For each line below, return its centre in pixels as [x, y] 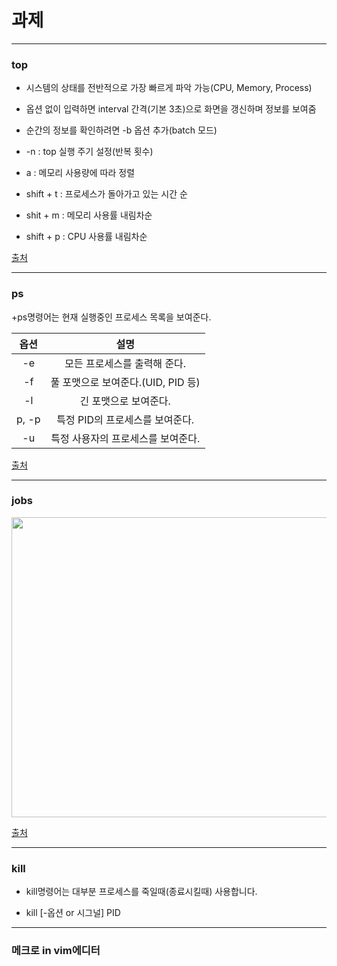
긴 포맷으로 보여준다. [125, 401]
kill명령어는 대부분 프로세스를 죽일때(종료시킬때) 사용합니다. [141, 892]
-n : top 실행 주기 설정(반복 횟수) [89, 152]
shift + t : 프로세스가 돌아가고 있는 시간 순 [106, 194]
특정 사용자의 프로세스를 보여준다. [125, 438]
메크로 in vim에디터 [56, 951]
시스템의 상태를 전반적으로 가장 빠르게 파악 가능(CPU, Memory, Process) [169, 88]
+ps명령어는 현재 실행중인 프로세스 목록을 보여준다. [111, 317]
